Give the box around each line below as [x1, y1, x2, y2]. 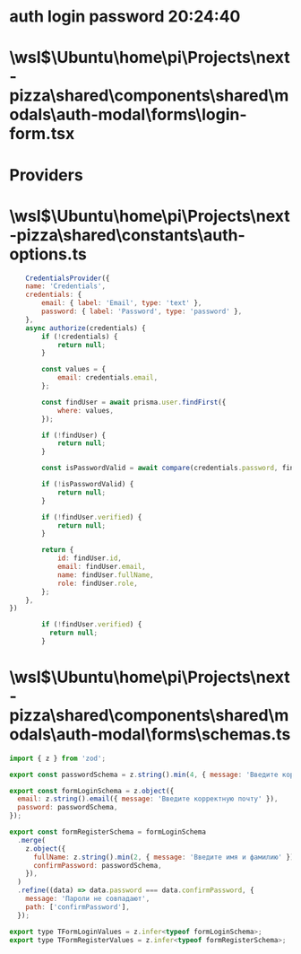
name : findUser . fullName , [56, 570, 154, 580]
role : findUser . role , [56, 579, 139, 588]
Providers [9, 164, 83, 185]
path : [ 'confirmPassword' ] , [25, 902, 130, 912]
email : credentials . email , [56, 373, 159, 382]
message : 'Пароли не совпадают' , [25, 895, 150, 904]
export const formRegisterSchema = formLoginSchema [9, 827, 206, 836]
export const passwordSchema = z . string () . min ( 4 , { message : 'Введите [9, 770, 279, 779]
